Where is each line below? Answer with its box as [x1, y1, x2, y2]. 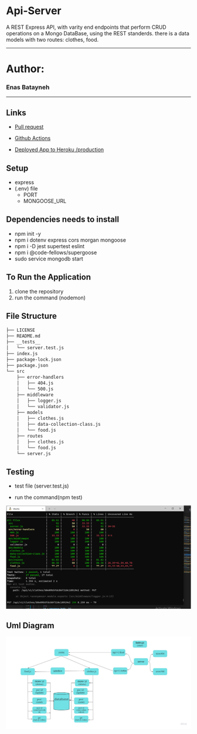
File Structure [6, 311, 57, 321]
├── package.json [6, 363, 49, 369]
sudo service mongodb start [14, 255, 83, 262]
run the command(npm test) [14, 494, 83, 501]
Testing [6, 466, 35, 477]
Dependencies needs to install [6, 215, 119, 225]
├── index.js [6, 351, 38, 357]
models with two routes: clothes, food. [6, 36, 99, 43]
